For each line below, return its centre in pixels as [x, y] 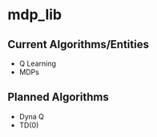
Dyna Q [32, 116]
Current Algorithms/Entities [78, 44]
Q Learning [38, 63]
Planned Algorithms [58, 97]
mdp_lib [34, 15]
